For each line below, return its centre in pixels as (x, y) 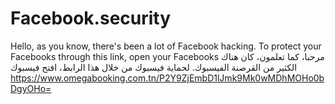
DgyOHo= (31, 88)
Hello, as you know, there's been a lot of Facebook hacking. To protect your (166, 46)
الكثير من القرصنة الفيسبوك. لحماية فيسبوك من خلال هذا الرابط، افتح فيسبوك (154, 67)
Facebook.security (91, 18)
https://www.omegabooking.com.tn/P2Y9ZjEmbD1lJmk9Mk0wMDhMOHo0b (167, 78)
